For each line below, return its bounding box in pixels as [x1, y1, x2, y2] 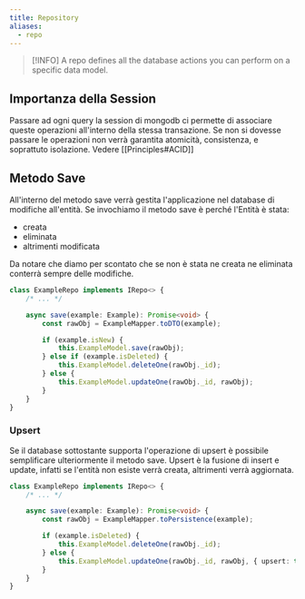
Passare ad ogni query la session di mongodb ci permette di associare [9, 115, 272, 126]
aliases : [9, 22, 43, 31]
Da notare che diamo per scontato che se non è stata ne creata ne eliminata [9, 259, 293, 269]
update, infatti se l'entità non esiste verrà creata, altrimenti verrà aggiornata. [9, 464, 295, 475]
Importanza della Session [9, 91, 157, 106]
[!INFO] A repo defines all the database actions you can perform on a [31, 55, 290, 66]
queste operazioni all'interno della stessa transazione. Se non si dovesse [9, 124, 281, 136]
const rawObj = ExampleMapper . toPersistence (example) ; [42, 515, 254, 525]
